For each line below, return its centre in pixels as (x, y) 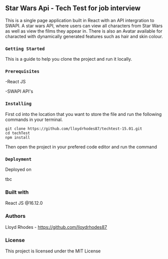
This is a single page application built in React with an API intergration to (80, 20)
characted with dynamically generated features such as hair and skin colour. (84, 36)
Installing (18, 104)
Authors (16, 216)
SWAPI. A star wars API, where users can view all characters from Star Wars (84, 26)
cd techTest (18, 133)
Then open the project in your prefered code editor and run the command (81, 147)
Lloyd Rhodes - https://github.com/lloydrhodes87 (56, 227)
